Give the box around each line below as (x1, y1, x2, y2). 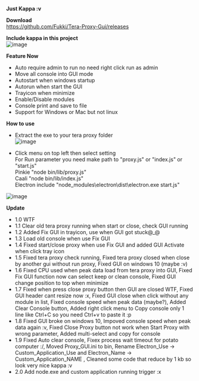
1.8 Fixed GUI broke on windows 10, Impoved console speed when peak (14, 318, 191, 324)
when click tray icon (14, 248, 64, 254)
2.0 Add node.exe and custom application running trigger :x (14, 368, 161, 375)
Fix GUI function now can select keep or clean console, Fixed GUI (14, 273, 176, 280)
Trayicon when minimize (14, 90, 75, 96)
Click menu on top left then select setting (14, 149, 116, 156)
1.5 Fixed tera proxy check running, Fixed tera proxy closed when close (14, 254, 190, 261)
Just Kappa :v (6, 5, 42, 12)
